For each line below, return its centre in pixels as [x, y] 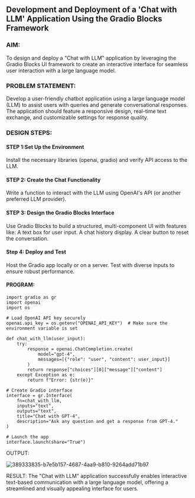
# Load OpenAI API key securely [46, 318]
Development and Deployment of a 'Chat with [92, 10]
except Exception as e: [46, 375]
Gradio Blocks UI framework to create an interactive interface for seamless [97, 64]
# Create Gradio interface [39, 390]
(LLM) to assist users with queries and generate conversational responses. [97, 105]
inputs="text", [35, 406]
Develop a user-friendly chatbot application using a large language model [95, 98]
